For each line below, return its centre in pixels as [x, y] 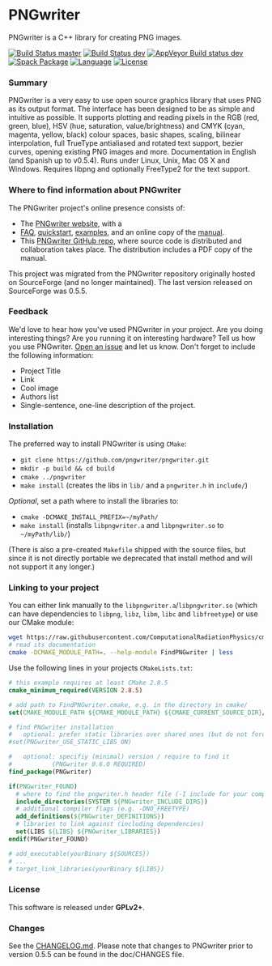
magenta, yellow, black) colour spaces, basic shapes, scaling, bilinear [125, 134]
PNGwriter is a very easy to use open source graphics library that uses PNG [135, 100]
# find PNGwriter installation [61, 727]
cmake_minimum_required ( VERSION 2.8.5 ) [76, 690]
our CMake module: [41, 623]
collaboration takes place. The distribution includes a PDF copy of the [136, 249]
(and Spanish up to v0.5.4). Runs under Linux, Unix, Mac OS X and [119, 160]
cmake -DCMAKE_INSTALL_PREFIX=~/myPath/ [89, 517]
